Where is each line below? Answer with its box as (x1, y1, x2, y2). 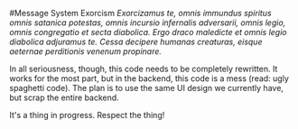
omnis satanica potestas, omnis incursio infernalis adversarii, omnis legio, (9, 17, 286, 28)
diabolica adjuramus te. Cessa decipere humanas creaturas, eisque (9, 36, 263, 47)
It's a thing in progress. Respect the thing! (9, 110, 165, 120)
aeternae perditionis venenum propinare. (9, 46, 163, 57)
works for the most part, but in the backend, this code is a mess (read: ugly (9, 73, 289, 84)
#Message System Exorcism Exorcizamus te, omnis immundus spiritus (9, 8, 273, 18)
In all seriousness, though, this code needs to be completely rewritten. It (9, 63, 278, 74)
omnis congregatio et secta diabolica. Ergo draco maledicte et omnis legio (9, 27, 287, 37)
